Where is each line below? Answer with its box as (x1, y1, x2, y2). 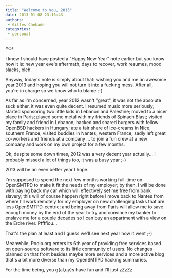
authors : (5, 17, 24, 22)
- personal (7, 31, 31, 37)
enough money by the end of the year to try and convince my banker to (5, 210, 157, 215)
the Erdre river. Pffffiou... (5, 220, 58, 227)
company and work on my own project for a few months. (5, 141, 125, 147)
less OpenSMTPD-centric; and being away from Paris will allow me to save (5, 204, 163, 210)
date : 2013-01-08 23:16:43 (5, 12, 63, 18)
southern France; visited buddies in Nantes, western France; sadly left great (5, 130, 166, 136)
